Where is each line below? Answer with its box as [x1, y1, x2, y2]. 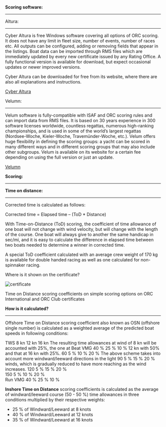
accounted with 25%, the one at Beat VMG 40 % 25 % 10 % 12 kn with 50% [5, 345, 160, 351]
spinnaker [5, 262, 26, 268]
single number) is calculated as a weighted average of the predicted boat [5, 325, 154, 331]
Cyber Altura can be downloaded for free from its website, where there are [5, 74, 158, 80]
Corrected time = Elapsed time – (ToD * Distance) [5, 212, 106, 217]
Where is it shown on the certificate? [5, 272, 80, 277]
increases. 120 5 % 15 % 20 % [5, 366, 67, 372]
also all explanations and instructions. [5, 79, 82, 85]
